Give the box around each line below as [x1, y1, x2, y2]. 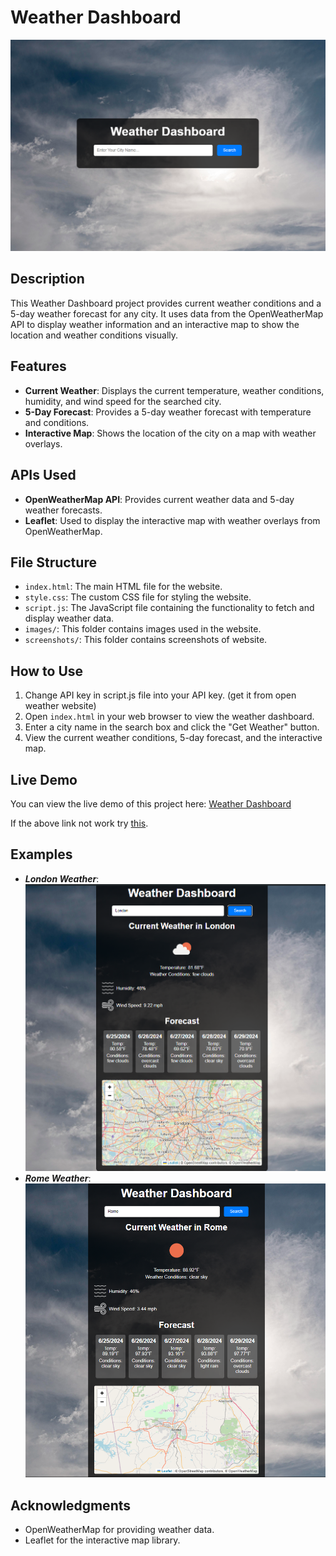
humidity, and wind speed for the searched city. [24, 395, 222, 407]
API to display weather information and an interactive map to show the [10, 318, 300, 330]
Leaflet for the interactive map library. [24, 1534, 181, 1546]
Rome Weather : [24, 1172, 92, 1184]
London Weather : [24, 872, 100, 885]
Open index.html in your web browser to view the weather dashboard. [24, 711, 315, 723]
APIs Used [10, 467, 77, 484]
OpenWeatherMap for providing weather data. [24, 1523, 215, 1535]
